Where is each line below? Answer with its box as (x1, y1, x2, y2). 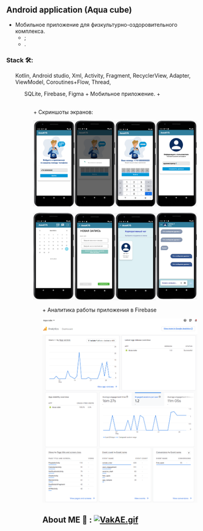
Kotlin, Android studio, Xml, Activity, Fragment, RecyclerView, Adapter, (15, 72, 191, 80)
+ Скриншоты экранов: (33, 109, 94, 116)
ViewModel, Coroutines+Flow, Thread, (15, 78, 111, 86)
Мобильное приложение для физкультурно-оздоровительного (15, 21, 178, 28)
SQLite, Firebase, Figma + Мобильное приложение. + (24, 91, 161, 98)
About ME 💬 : (42, 515, 92, 525)
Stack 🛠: (6, 56, 33, 64)
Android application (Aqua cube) (6, 5, 132, 15)
